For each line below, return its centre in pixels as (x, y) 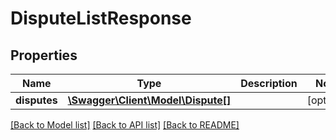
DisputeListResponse (101, 18)
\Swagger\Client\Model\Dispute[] (149, 100)
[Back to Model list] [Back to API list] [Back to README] (125, 125)
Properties (44, 55)
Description (269, 83)
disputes (36, 100)
